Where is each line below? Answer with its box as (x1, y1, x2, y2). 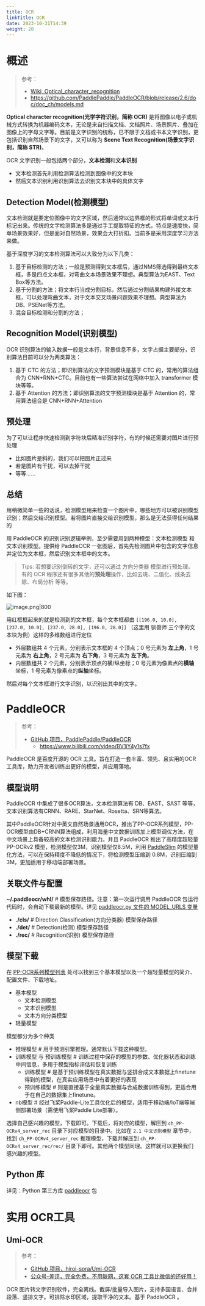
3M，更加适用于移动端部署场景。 (6, 859, 90, 866)
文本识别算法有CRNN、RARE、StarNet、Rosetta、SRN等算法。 (6, 807, 165, 815)
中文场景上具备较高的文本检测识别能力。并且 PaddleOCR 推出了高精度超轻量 (6, 835, 199, 843)
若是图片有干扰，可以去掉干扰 (15, 462, 90, 469)
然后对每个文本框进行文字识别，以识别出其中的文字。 (6, 680, 140, 687)
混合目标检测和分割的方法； (15, 309, 85, 316)
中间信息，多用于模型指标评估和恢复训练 (15, 1060, 117, 1068)
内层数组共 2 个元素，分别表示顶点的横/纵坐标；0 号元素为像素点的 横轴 (15, 660, 195, 667)
